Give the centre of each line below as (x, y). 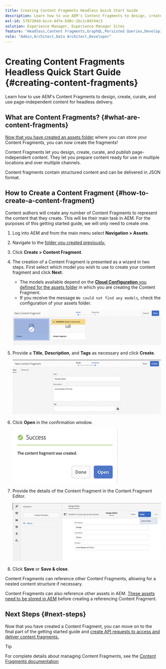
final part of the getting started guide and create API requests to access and (83, 631)
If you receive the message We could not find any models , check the (90, 298)
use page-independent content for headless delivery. (59, 102)
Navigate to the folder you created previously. (59, 243)
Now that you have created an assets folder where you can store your (76, 137)
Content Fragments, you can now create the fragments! (62, 142)
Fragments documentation (32, 661)
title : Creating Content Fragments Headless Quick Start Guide (72, 10)
